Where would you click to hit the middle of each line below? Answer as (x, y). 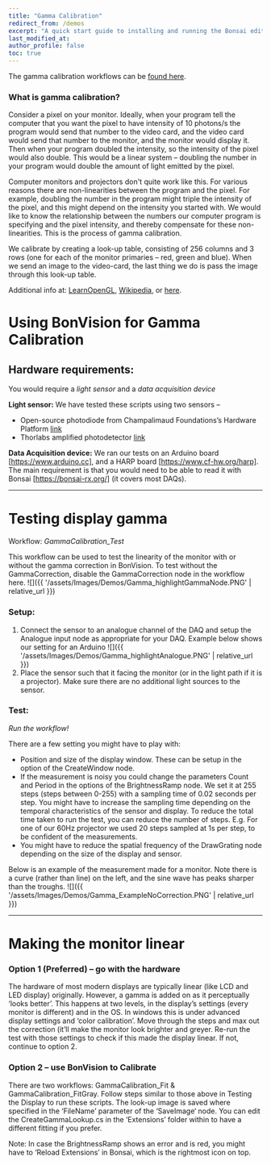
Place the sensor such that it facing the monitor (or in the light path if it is (141, 672)
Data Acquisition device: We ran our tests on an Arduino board (114, 453)
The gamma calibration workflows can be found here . (98, 76)
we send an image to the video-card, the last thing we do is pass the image (133, 266)
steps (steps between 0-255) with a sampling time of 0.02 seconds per (138, 793)
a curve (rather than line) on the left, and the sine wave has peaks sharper (131, 878)
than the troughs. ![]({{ (46, 886)
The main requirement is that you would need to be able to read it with (125, 470)
